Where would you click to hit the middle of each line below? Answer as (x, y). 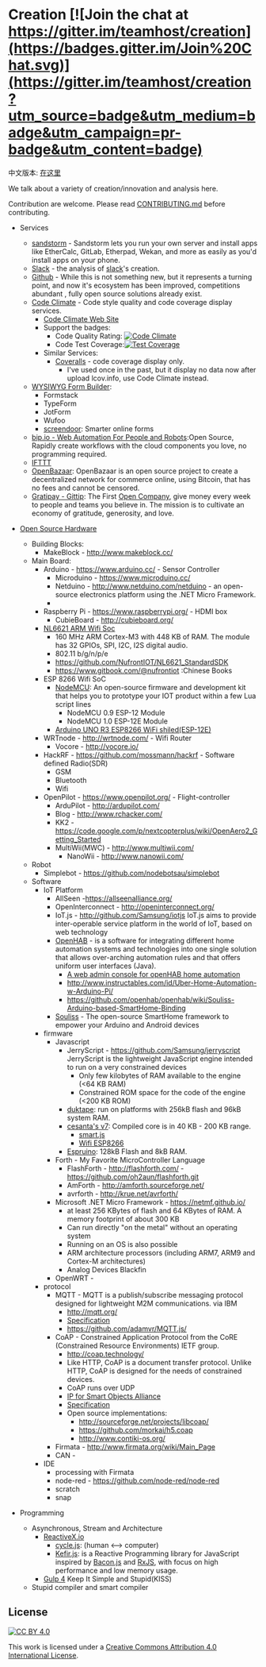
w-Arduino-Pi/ (90, 991)
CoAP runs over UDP (101, 1387)
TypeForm (60, 403)
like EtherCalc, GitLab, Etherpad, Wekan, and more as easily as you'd (144, 251)
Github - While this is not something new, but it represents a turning (142, 276)
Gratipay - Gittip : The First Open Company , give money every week (141, 496)
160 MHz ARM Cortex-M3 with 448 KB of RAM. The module (152, 636)
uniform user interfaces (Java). (106, 966)
